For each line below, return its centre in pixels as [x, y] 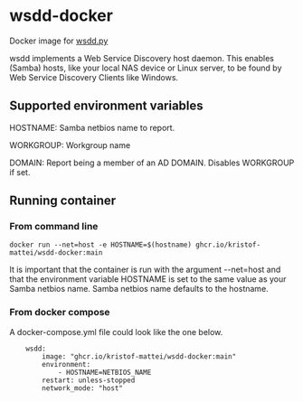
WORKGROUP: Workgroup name [70, 145]
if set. [20, 172]
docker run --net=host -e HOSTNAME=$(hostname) [101, 245]
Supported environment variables [106, 106]
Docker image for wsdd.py [59, 41]
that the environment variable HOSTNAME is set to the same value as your [148, 279]
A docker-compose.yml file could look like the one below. [116, 332]
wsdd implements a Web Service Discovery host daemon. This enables [142, 58]
